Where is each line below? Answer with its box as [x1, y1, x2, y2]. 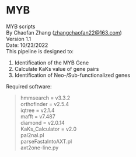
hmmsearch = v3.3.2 [20, 94, 71, 101]
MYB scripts [6, 23, 36, 30]
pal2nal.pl [20, 131, 44, 138]
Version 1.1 [6, 35, 31, 42]
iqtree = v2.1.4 [20, 107, 55, 114]
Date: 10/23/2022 [6, 42, 48, 49]
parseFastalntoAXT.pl [20, 138, 72, 145]
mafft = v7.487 [20, 112, 55, 120]
